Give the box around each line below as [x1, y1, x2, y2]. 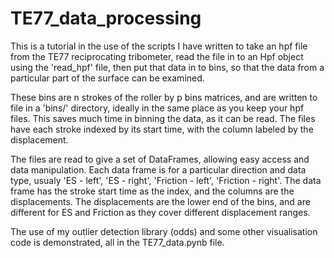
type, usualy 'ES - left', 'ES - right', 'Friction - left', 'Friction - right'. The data [10, 174, 322, 186]
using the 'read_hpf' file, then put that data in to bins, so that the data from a [10, 61, 325, 73]
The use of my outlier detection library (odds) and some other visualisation [10, 225, 318, 237]
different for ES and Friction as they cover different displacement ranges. [10, 206, 311, 218]
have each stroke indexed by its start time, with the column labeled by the [10, 123, 314, 135]
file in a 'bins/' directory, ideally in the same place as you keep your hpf [10, 102, 305, 114]
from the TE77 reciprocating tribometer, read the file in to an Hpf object [10, 50, 304, 62]
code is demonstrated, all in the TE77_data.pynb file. [10, 236, 225, 248]
